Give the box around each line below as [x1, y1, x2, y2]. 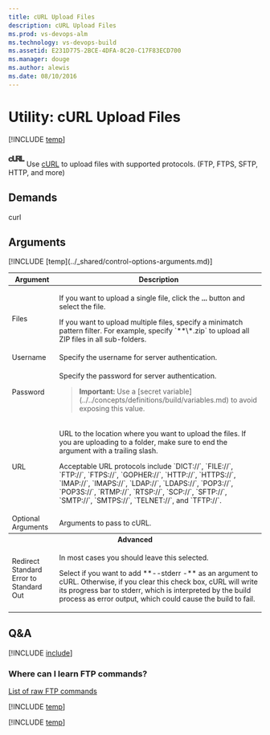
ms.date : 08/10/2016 [8, 72, 78, 80]
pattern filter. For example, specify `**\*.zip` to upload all [59, 326, 250, 336]
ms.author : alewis [8, 64, 70, 72]
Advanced [117, 535, 153, 545]
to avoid [230, 394, 257, 405]
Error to [11, 574, 38, 583]
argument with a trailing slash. [59, 446, 158, 455]
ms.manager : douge [8, 55, 70, 63]
